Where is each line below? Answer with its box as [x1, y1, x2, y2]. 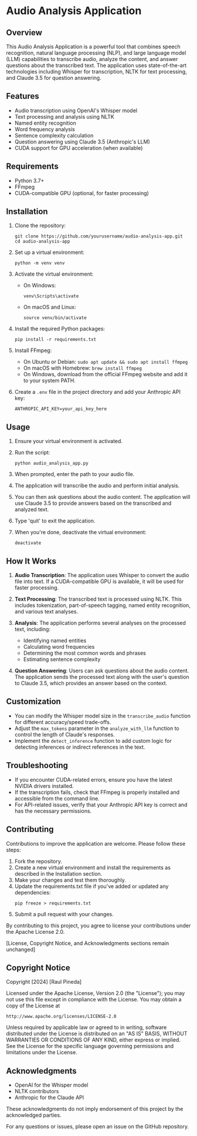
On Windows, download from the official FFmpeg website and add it [23, 371, 188, 378]
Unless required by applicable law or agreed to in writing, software [6, 1024, 167, 1031]
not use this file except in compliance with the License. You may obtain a [6, 996, 182, 1003]
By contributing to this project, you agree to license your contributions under [6, 921, 191, 929]
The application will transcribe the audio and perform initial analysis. [14, 482, 180, 489]
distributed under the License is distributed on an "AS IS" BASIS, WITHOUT [6, 1030, 188, 1037]
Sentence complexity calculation [14, 132, 94, 139]
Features [6, 91, 39, 101]
